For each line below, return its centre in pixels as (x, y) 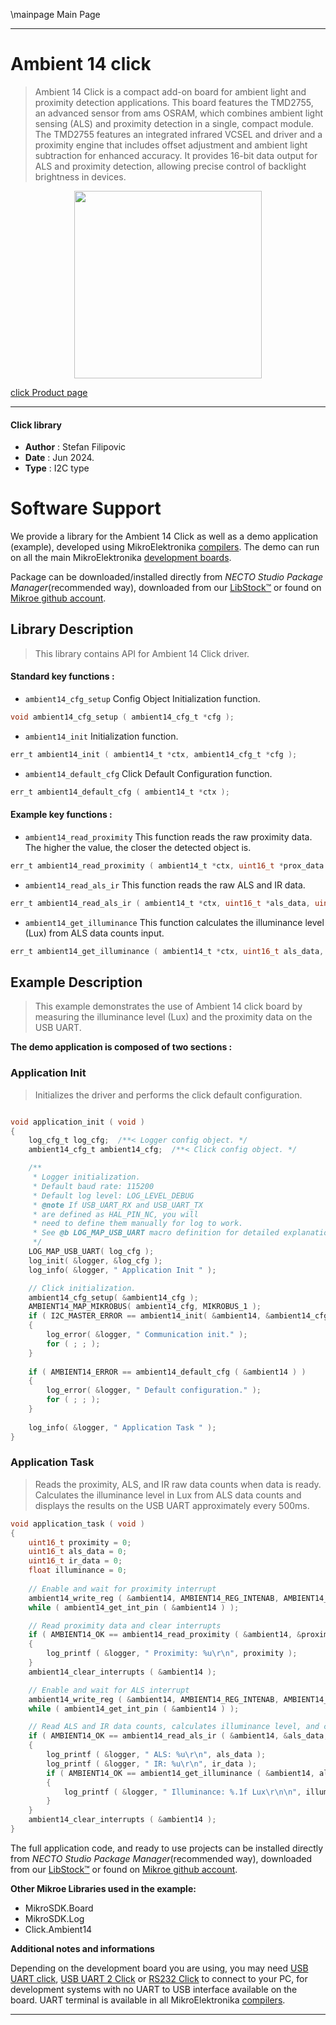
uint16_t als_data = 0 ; (78, 1552)
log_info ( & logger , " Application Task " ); (122, 1427)
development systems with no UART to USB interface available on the (154, 1989)
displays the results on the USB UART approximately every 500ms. (172, 1505)
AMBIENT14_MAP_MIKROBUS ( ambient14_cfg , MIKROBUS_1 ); (145, 1307)
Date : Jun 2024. (59, 458)
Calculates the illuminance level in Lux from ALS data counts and (168, 1495)
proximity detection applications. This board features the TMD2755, (174, 102)
